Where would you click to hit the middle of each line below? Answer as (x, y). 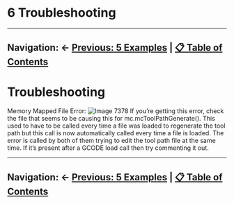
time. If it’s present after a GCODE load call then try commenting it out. (108, 148)
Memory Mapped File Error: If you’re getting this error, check (116, 111)
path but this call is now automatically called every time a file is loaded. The (116, 133)
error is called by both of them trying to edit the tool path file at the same (111, 141)
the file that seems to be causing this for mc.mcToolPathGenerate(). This (111, 119)
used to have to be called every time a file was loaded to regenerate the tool (116, 126)
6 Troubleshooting (62, 13)
